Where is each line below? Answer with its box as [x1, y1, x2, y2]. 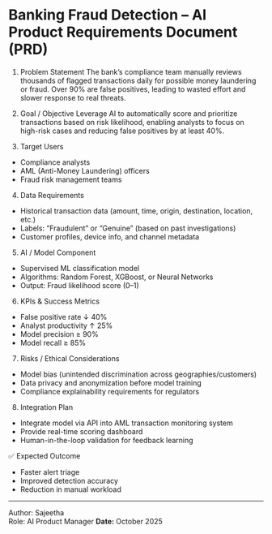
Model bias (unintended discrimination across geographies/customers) [19, 369, 257, 379]
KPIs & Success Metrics [19, 296, 100, 306]
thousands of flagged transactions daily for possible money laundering [19, 75, 257, 85]
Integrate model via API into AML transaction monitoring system [19, 418, 233, 428]
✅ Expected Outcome [8, 450, 81, 460]
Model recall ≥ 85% [19, 338, 87, 347]
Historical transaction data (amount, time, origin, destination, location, [19, 205, 253, 216]
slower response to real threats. [19, 93, 126, 102]
